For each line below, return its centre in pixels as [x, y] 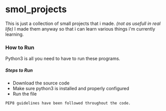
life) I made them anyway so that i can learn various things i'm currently [80, 29]
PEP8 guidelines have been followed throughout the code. [68, 103]
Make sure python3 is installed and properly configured [71, 89]
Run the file [25, 94]
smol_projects [36, 9]
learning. [15, 34]
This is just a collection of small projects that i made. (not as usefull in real [83, 23]
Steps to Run [19, 70]
